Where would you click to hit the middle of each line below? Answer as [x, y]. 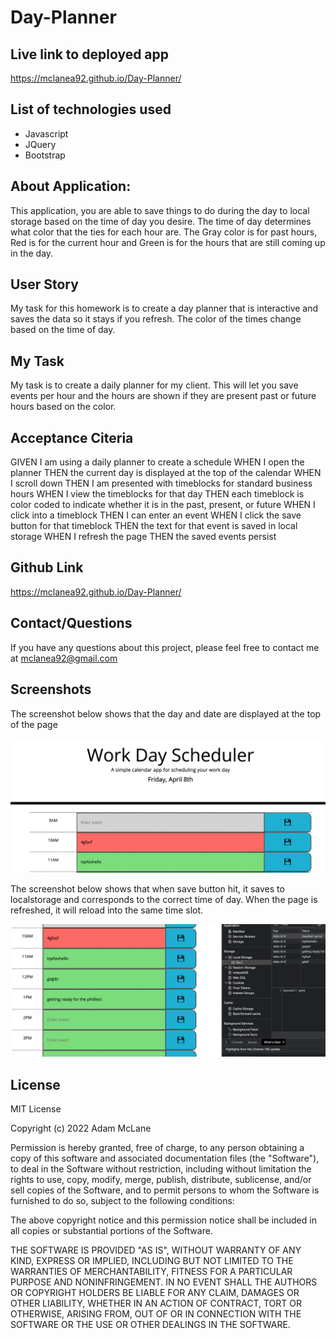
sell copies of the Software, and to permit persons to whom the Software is [165, 1190]
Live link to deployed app [90, 54]
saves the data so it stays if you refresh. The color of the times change [156, 319]
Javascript [46, 133]
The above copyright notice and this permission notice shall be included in [163, 1220]
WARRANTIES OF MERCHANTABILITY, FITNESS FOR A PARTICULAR [151, 1272]
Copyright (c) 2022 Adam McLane [81, 1128]
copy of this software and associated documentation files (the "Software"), [165, 1158]
